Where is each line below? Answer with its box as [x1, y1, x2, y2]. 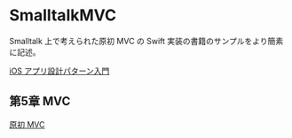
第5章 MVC [9, 94, 71, 109]
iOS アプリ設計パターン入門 [9, 65, 110, 76]
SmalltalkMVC [9, 5, 117, 26]
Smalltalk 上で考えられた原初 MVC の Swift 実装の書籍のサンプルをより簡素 [9, 35, 284, 46]
